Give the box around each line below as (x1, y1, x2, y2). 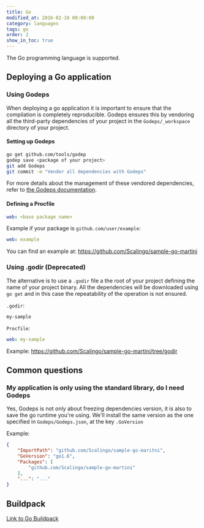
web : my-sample (6, 336, 45, 342)
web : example (6, 236, 40, 243)
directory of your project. (6, 124, 70, 131)
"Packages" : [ (17, 459, 53, 465)
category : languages (6, 20, 59, 26)
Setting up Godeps (6, 138, 55, 145)
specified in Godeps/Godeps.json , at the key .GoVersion (6, 418, 144, 426)
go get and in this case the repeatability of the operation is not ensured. (6, 290, 188, 297)
